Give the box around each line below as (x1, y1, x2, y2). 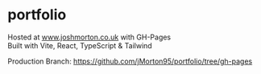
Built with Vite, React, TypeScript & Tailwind (7, 40, 152, 50)
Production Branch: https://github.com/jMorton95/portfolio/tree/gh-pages (7, 56, 253, 66)
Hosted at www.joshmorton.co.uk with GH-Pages (7, 32, 172, 42)
